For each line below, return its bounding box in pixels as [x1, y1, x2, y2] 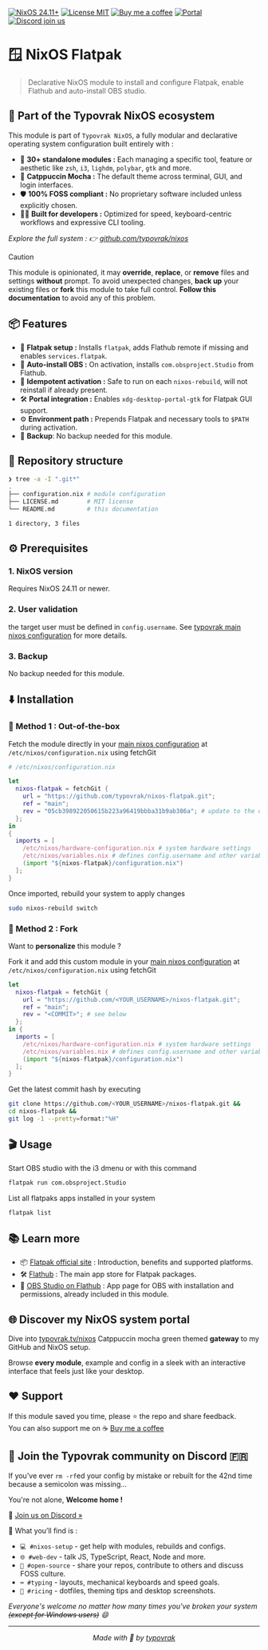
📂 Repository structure [8, 454, 124, 467]
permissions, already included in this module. [19, 1289, 169, 1300]
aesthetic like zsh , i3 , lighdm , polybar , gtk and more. [19, 162, 192, 172]
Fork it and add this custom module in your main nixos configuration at [8, 956, 240, 966]
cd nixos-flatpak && [8, 1107, 77, 1115]
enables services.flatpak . [19, 350, 108, 360]
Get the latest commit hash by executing [8, 1084, 141, 1094]
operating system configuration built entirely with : [8, 138, 174, 148]
